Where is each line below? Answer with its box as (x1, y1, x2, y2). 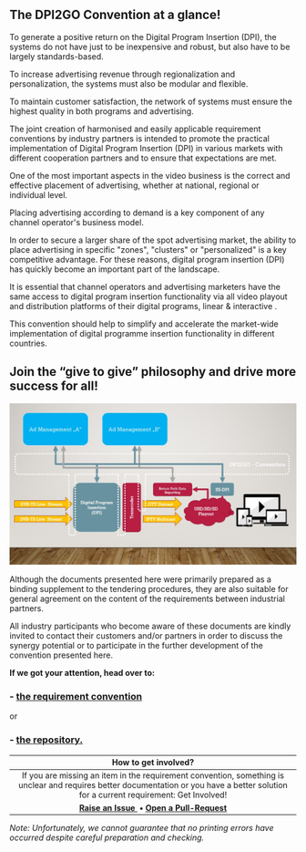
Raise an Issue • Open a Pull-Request (78, 802, 228, 813)
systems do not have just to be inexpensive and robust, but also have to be (9, 41, 291, 52)
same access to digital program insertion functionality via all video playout (9, 291, 289, 302)
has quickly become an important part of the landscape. (9, 264, 220, 275)
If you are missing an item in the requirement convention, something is (21, 770, 285, 781)
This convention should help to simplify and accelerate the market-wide (9, 318, 280, 329)
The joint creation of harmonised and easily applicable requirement (9, 123, 261, 134)
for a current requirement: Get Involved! (78, 789, 228, 801)
